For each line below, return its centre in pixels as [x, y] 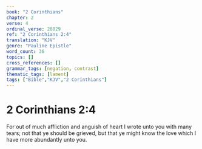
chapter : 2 [20, 18]
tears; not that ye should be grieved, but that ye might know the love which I [101, 133]
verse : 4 [17, 23]
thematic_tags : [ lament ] [38, 74]
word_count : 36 [25, 52]
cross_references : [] [34, 63]
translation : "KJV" [31, 40]
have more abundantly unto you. [47, 140]
